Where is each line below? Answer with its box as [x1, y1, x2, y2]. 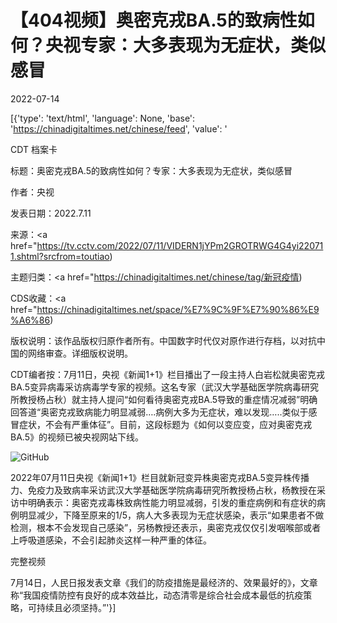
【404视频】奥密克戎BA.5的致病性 [10, 9, 298, 32]
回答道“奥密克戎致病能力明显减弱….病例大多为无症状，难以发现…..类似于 [10, 406, 309, 418]
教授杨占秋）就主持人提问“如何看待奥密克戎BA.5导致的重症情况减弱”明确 [18, 393, 318, 405]
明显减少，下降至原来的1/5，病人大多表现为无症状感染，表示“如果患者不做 [18, 509, 325, 521]
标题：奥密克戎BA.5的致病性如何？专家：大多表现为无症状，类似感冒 [10, 164, 293, 176]
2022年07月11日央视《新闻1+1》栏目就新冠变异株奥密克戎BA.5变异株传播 [10, 471, 310, 483]
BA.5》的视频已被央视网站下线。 [10, 431, 144, 443]
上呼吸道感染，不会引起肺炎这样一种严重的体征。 [10, 534, 212, 546]
